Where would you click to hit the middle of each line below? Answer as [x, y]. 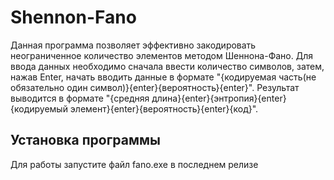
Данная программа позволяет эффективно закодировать [133, 45]
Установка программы [86, 140]
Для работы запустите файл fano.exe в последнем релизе [134, 164]
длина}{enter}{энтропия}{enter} [219, 98]
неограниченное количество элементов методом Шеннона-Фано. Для [162, 55]
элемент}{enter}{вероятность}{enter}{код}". [164, 108]
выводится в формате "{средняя [80, 98]
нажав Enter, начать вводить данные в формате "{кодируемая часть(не [163, 77]
